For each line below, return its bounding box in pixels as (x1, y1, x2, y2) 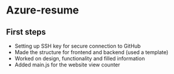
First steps (6, 27, 46, 37)
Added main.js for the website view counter (14, 61, 121, 68)
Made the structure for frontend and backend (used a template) (14, 49, 169, 56)
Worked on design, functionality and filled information (14, 55, 145, 62)
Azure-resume (6, 4, 79, 17)
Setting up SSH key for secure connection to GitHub (14, 42, 141, 49)
